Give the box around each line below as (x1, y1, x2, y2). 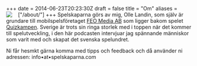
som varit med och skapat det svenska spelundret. (6, 36, 130, 43)
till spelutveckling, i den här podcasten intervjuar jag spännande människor (6, 30, 189, 37)
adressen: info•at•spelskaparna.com (6, 54, 96, 60)
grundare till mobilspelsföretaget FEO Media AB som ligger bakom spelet (6, 18, 183, 24)
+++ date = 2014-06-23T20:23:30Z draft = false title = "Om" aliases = (6, 5, 177, 12)
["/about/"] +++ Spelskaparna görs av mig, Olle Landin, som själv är (18, 11, 183, 18)
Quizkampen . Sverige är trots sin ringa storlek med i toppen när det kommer (6, 23, 192, 30)
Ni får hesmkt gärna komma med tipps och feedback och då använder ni (6, 47, 183, 54)
